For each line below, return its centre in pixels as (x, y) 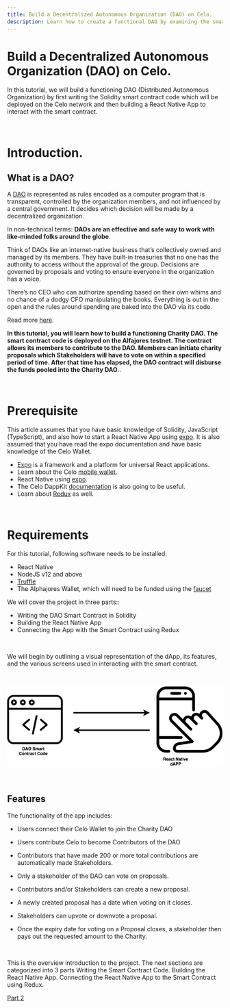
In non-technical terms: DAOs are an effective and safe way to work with (111, 229)
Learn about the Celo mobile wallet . (67, 472)
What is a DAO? (41, 178)
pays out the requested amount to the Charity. (82, 936)
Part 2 (16, 998)
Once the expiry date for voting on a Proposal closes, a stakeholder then (119, 929)
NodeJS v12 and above (50, 575)
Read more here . (30, 320)
